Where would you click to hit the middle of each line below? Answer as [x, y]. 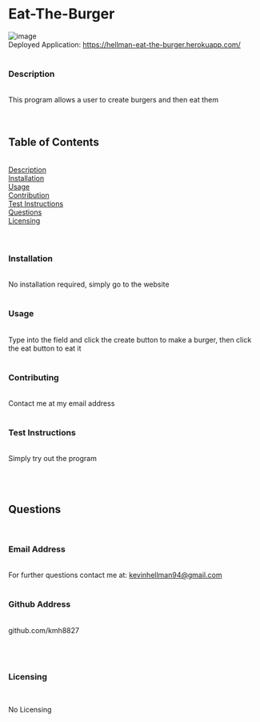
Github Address [40, 604]
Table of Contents [54, 142]
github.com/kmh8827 [44, 630]
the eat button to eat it [45, 348]
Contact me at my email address [62, 403]
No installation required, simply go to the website [89, 284]
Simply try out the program [53, 459]
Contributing [34, 377]
